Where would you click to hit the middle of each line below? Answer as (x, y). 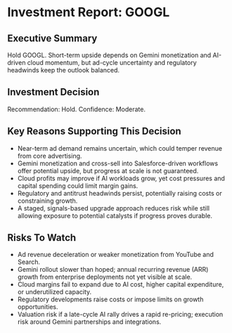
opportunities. (38, 307)
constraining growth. (47, 201)
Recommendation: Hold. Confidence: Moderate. (77, 109)
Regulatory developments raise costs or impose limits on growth (110, 299)
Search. (29, 262)
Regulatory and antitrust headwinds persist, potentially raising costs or (120, 193)
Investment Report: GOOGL (89, 12)
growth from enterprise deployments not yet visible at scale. (105, 277)
